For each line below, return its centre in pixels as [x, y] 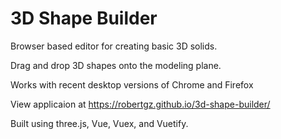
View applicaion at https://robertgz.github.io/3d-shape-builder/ [140, 104]
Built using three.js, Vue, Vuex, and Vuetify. [99, 123]
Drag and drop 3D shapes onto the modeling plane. [116, 65]
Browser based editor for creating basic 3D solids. [114, 46]
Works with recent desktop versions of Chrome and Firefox [132, 84]
